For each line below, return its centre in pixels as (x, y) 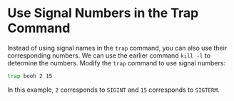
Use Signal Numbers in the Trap (103, 13)
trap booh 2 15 (30, 76)
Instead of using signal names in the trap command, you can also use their (117, 48)
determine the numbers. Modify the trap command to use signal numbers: (117, 63)
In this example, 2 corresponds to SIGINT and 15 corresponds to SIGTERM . (113, 90)
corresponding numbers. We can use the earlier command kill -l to (109, 55)
